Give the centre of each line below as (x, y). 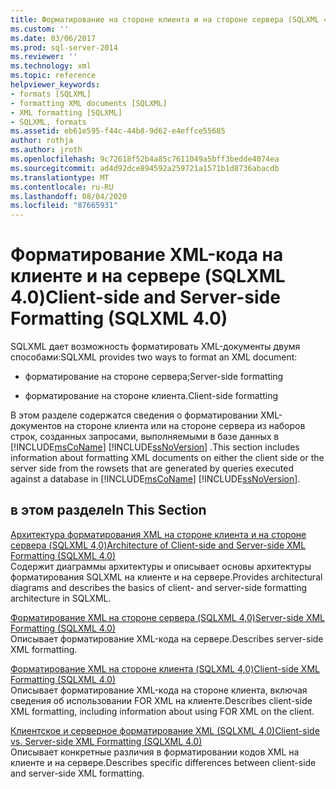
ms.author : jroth (46, 150)
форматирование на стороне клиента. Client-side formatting (151, 396)
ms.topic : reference (53, 76)
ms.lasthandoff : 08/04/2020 (69, 196)
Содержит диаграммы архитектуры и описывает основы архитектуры (161, 566)
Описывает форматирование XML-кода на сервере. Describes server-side (167, 638)
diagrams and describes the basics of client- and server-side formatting (159, 587)
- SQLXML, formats (48, 122)
